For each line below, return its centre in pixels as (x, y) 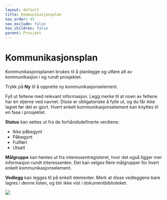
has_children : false (27, 28)
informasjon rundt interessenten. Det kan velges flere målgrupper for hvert (82, 162)
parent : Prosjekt (23, 33)
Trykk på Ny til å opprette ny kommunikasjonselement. (62, 86)
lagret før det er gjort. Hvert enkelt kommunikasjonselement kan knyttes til (82, 107)
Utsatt (19, 147)
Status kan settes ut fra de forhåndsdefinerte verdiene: (62, 122)
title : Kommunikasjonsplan (33, 14)
